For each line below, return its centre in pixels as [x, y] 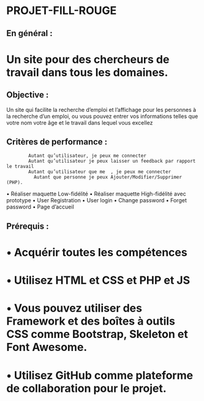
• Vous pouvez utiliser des [74, 308]
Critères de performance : [57, 142]
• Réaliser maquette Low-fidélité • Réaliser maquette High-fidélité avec [96, 194]
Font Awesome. [47, 348]
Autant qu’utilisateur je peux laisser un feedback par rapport [112, 161]
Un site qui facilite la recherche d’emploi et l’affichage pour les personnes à [101, 109]
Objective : [28, 95]
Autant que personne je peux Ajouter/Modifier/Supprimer [108, 177]
